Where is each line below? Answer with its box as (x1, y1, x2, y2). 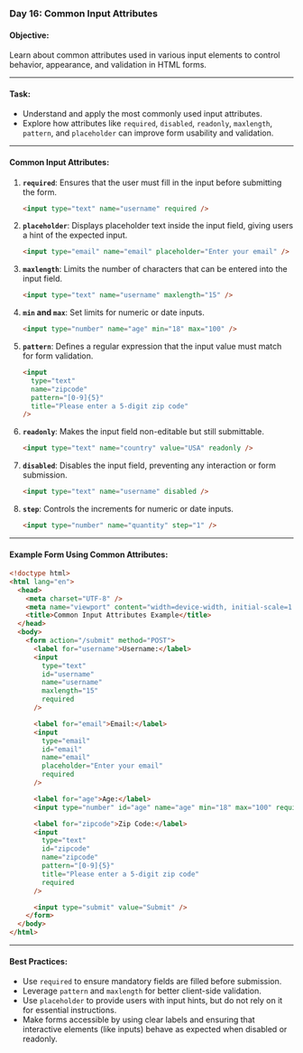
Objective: (9, 30, 50, 41)
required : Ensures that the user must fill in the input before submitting (22, 177, 282, 188)
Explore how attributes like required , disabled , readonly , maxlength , (22, 118, 273, 129)
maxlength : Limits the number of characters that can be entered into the (22, 264, 288, 275)
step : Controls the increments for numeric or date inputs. (22, 504, 234, 515)
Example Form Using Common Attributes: (9, 549, 169, 560)
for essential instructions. (22, 1005, 117, 1016)
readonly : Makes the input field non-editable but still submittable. (22, 426, 264, 437)
